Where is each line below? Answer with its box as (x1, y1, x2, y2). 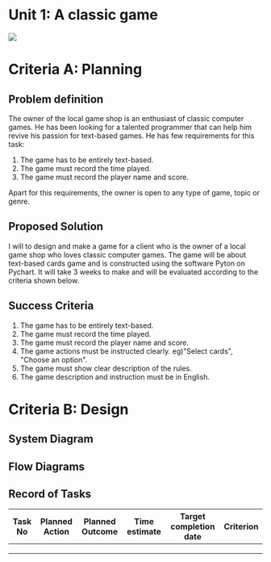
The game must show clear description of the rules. (19, 363, 192, 373)
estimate (126, 526, 161, 538)
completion (170, 521, 215, 532)
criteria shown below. (8, 275, 80, 285)
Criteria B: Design (8, 400, 129, 418)
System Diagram (8, 432, 94, 446)
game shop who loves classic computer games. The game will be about (8, 250, 247, 259)
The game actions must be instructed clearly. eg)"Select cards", (19, 346, 233, 356)
